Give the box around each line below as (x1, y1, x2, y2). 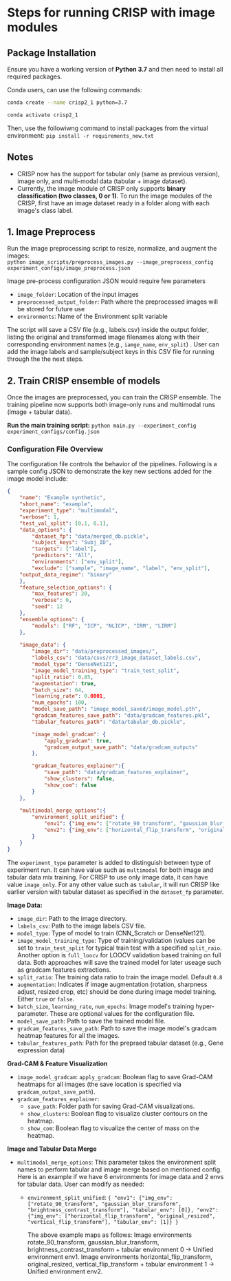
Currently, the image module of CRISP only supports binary (16, 184, 186, 192)
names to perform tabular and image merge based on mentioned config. (16, 1165, 222, 1174)
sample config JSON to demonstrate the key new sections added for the (7, 467, 212, 476)
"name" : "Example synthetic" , (19, 494, 107, 501)
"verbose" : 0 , (32, 597, 72, 604)
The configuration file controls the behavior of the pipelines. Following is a (7, 460, 218, 468)
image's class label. (16, 206, 74, 214)
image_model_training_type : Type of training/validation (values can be (16, 936, 215, 944)
